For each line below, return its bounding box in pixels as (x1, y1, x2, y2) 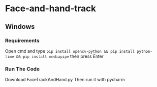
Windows (5, 22, 35, 31)
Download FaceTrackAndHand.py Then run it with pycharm (5, 77, 125, 83)
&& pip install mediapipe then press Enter (16, 53, 104, 59)
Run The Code (5, 65, 40, 72)
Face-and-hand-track (5, 3, 96, 14)
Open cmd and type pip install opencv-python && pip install (5, 48, 135, 54)
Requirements (5, 37, 40, 44)
